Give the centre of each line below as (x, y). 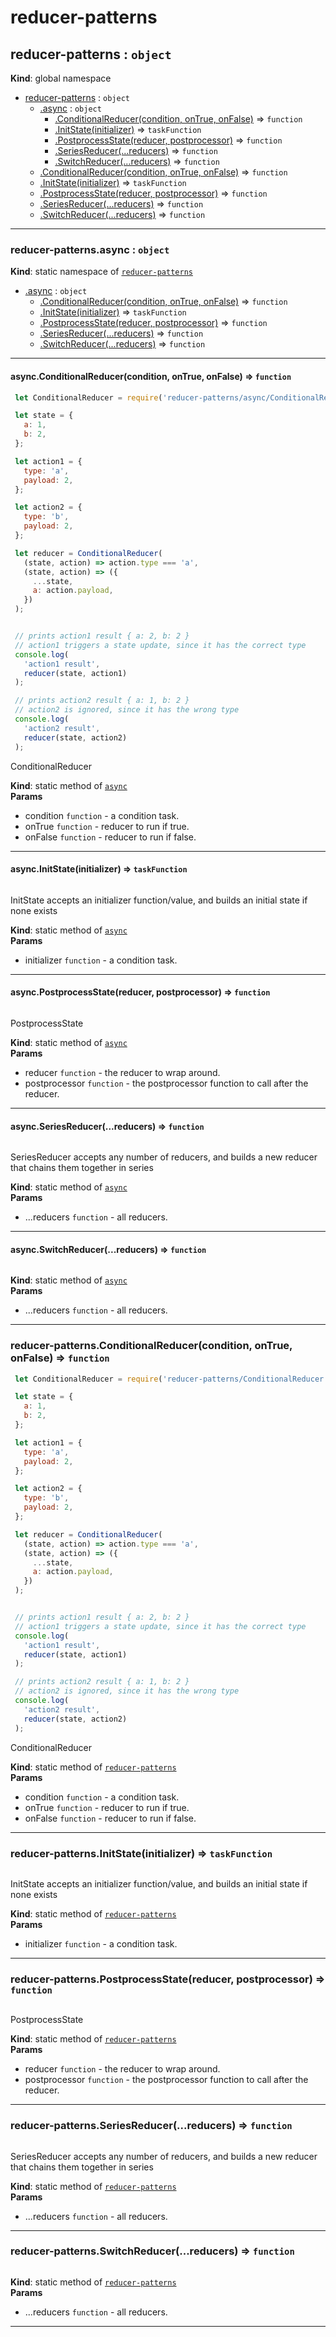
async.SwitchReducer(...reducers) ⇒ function (108, 1249)
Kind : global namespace (61, 78)
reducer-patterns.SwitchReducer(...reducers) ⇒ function (152, 2251)
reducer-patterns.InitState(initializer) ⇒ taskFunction (141, 1853)
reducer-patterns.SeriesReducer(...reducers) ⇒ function (151, 2126)
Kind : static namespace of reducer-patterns (101, 272)
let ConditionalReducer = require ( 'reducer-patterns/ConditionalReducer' (171, 1379)
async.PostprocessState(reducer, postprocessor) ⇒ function (140, 992)
